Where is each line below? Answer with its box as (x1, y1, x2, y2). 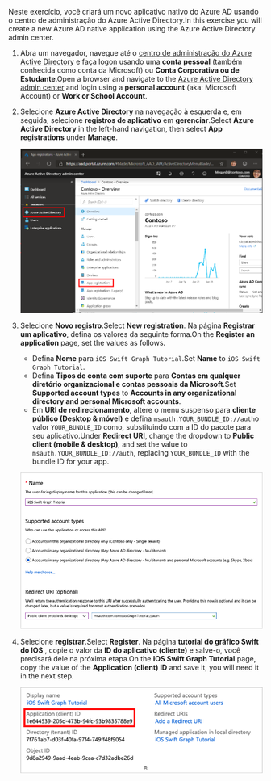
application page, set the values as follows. (19, 338, 166, 347)
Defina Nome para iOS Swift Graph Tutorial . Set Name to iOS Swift (31, 353, 261, 363)
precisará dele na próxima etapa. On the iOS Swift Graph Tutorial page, (19, 653, 256, 663)
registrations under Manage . (19, 132, 119, 142)
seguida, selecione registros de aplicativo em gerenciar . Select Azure (19, 115, 254, 124)
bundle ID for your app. (31, 456, 110, 466)
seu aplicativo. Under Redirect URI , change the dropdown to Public (31, 430, 255, 440)
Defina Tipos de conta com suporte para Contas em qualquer (31, 371, 241, 380)
